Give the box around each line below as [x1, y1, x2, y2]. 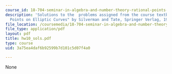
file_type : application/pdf [5, 27, 66, 32]
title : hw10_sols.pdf [5, 36, 52, 41]
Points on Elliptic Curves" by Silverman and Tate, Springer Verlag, [10, 17, 161, 22]
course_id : [5, 7, 29, 13]
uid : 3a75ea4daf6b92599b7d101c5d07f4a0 [5, 45, 91, 51]
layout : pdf [5, 31, 31, 36]
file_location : [5, 21, 38, 27]
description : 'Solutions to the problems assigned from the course [5, 12, 155, 17]
